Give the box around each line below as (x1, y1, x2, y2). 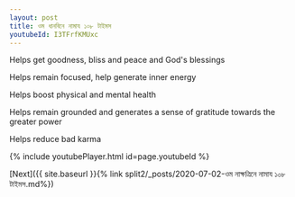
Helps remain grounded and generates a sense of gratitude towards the (9, 107, 276, 118)
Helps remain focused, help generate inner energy (9, 72, 197, 83)
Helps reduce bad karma (9, 134, 102, 145)
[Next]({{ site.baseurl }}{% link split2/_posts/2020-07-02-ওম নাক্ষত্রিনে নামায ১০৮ (9, 168, 286, 180)
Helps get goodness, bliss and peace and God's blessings (9, 55, 226, 66)
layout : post (9, 13, 59, 22)
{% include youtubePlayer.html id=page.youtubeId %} (9, 151, 210, 162)
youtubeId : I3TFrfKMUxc (9, 30, 99, 39)
